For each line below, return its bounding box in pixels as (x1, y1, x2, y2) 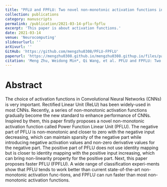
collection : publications (5, 12, 59, 17)
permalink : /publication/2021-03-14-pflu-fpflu (5, 21, 106, 26)
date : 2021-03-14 (5, 30, 41, 35)
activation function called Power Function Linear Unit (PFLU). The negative (5, 124, 158, 130)
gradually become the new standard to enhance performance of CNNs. (5, 112, 151, 118)
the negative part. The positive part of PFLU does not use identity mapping (5, 145, 159, 151)
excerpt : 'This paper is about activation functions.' (5, 26, 121, 31)
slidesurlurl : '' (5, 40, 41, 45)
